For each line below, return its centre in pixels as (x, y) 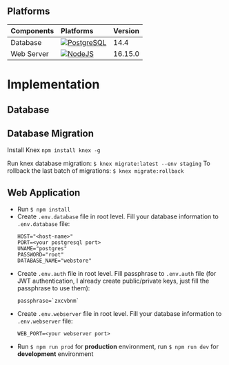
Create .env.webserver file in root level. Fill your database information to (119, 314)
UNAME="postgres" (42, 249)
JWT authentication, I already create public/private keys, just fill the (113, 281)
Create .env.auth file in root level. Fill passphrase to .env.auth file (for (117, 274)
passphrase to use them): (53, 288)
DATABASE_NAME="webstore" (54, 261)
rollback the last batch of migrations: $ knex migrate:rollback (96, 171)
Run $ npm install (44, 209)
